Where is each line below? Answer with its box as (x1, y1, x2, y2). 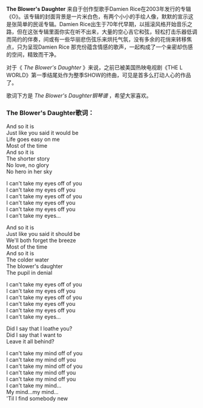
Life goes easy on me (6, 136, 61, 143)
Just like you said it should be (6, 230, 81, 238)
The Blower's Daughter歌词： (6, 108, 95, 117)
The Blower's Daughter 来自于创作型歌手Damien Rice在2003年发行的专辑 (6, 5, 191, 12)
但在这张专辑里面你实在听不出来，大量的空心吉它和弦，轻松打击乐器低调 (16, 28, 198, 35)
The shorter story (6, 155, 50, 162)
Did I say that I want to (6, 331, 62, 339)
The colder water (6, 256, 50, 263)
